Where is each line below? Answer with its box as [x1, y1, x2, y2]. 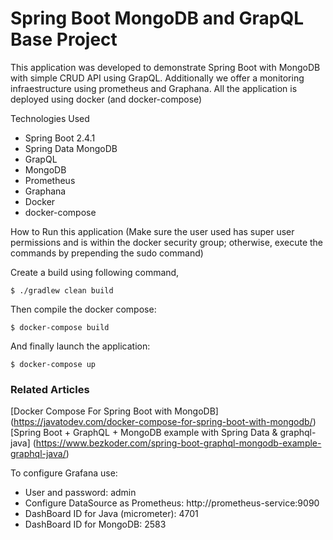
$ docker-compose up [10, 359, 97, 369]
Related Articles [10, 382, 90, 396]
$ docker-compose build [10, 322, 110, 332]
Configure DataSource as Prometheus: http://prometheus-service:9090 [24, 497, 320, 509]
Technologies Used [10, 112, 90, 124]
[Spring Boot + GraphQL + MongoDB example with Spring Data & [10, 427, 278, 439]
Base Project [10, 28, 118, 51]
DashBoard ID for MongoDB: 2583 [24, 518, 167, 531]
